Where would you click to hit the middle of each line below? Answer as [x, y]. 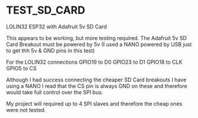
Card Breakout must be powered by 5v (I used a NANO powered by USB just [99, 44]
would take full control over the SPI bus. [55, 92]
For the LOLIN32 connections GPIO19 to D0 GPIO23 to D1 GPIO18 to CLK [94, 62]
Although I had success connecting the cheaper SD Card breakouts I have [96, 80]
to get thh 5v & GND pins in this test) [51, 50]
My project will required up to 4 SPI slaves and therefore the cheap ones [94, 103]
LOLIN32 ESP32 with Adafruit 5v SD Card [57, 27]
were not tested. [26, 110]
